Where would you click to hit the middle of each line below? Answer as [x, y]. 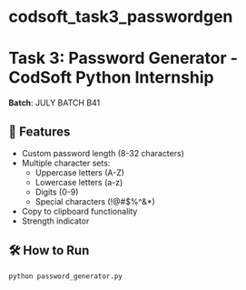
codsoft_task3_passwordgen [121, 17]
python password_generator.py [66, 276]
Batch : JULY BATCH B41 [54, 103]
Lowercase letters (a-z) [79, 182]
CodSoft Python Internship [111, 78]
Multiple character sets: [66, 163]
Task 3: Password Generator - [123, 59]
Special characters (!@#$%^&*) [95, 201]
